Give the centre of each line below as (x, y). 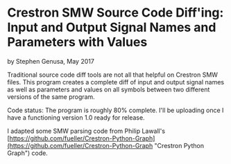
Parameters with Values (77, 42)
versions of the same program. (51, 97)
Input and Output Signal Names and (112, 27)
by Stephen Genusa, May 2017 (51, 61)
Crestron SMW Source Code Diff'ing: (115, 13)
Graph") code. (28, 153)
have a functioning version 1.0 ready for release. (76, 117)
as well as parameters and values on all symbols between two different (109, 89)
